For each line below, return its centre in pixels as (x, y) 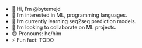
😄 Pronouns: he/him (36, 34)
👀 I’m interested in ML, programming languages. (69, 15)
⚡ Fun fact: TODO (33, 40)
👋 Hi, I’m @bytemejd (36, 9)
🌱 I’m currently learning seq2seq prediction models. (74, 21)
